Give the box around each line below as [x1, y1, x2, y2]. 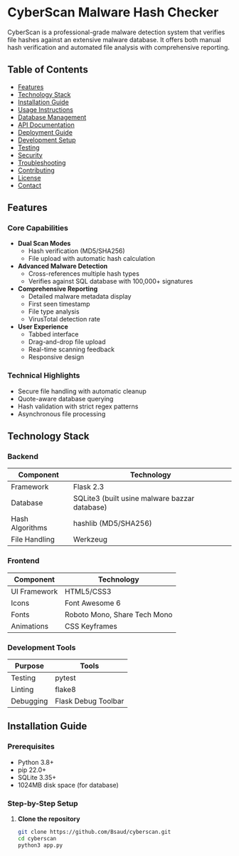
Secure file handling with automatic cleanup [17, 386, 147, 396]
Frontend [7, 556, 40, 566]
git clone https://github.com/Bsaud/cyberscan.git [17, 828, 171, 835]
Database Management [17, 113, 87, 121]
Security [17, 150, 43, 159]
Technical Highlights [7, 371, 80, 381]
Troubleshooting [17, 158, 66, 167]
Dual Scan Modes [17, 239, 71, 248]
